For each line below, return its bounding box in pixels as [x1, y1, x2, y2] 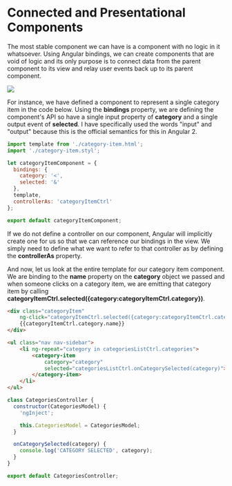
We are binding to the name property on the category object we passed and [7, 272, 225, 280]
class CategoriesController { [7, 397, 95, 404]
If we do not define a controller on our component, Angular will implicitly [7, 229, 213, 237]
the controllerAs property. [7, 251, 83, 260]
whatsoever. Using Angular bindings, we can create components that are [7, 50, 215, 58]
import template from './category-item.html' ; [7, 140, 144, 148]
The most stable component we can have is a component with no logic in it [7, 42, 220, 50]
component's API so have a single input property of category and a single [7, 113, 218, 121]
